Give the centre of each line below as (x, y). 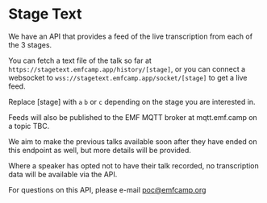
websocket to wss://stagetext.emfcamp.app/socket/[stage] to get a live (128, 77)
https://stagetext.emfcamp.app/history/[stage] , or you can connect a (127, 68)
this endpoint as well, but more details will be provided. (100, 150)
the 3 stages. (30, 44)
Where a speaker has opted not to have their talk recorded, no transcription (134, 165)
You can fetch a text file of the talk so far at (80, 60)
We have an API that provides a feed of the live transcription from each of (130, 36)
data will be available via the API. (63, 174)
